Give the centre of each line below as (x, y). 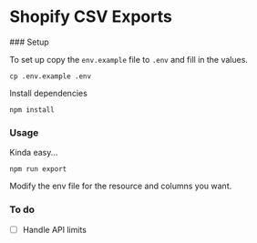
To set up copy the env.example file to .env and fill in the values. (129, 59)
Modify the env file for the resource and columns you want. (121, 186)
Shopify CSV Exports (91, 17)
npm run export (38, 169)
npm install (32, 110)
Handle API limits (54, 229)
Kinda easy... (34, 153)
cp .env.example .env (51, 76)
